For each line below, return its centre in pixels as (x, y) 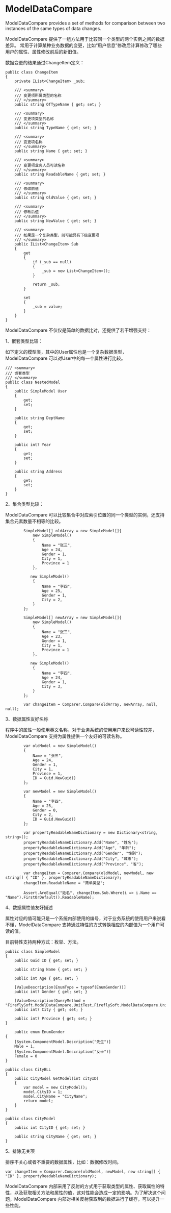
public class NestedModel (33, 382)
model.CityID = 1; (43, 1092)
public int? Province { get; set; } (53, 1019)
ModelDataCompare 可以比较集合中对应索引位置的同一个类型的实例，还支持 (85, 515)
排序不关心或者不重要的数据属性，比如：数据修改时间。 (63, 1162)
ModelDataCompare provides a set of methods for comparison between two (85, 23)
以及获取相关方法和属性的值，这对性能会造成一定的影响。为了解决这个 (88, 1193)
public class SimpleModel (33, 951)
